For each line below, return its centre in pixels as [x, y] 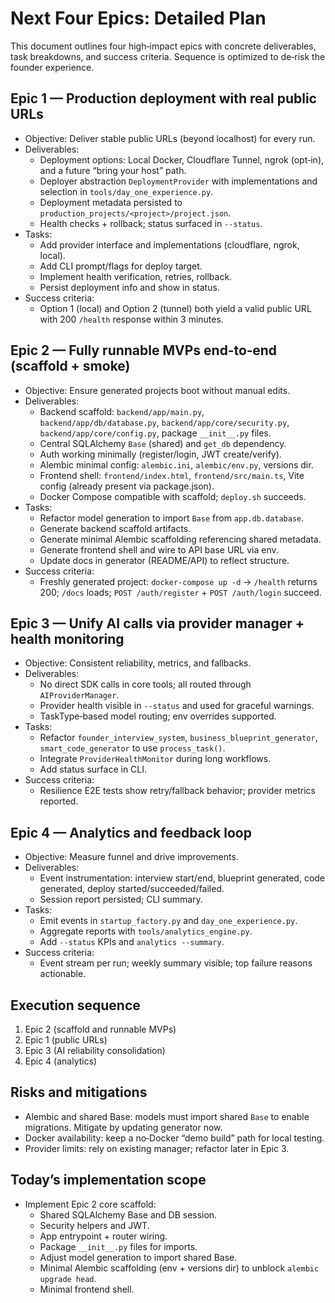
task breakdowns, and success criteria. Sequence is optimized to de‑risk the [168, 56]
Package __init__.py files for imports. [118, 1246]
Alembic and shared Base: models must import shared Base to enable [167, 1116]
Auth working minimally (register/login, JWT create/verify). [160, 454]
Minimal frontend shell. [87, 1289]
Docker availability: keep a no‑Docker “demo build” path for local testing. [174, 1138]
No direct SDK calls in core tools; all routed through [145, 684]
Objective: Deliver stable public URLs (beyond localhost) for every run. [170, 138]
